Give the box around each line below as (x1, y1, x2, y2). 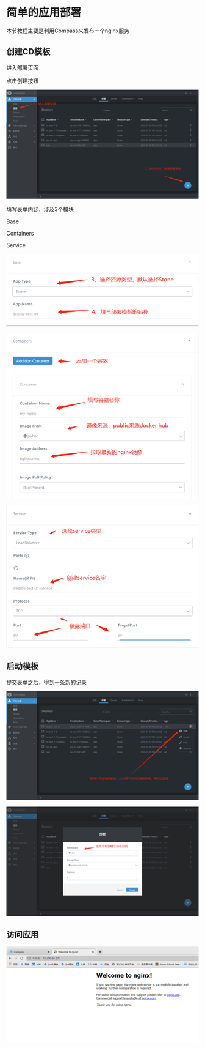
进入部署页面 (6, 64, 38, 71)
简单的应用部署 (6, 6, 82, 20)
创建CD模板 (6, 46, 51, 57)
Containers (6, 230, 34, 237)
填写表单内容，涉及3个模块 (6, 206, 74, 213)
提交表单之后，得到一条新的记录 (6, 678, 87, 686)
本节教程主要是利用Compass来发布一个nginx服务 (6, 27, 130, 34)
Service (6, 242, 26, 249)
